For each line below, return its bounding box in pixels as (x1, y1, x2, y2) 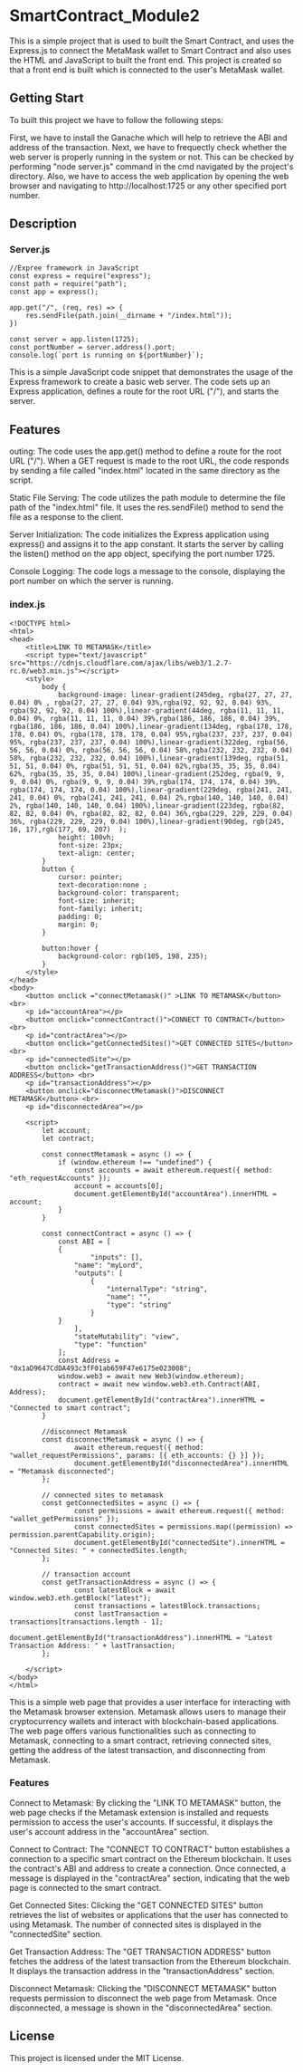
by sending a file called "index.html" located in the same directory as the (9, 465, 280, 476)
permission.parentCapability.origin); (9, 1530, 156, 1540)
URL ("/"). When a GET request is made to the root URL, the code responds (9, 456, 289, 466)
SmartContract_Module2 (9, 5, 201, 26)
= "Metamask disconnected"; (9, 1466, 116, 1476)
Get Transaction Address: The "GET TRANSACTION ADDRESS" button (9, 1946, 271, 1957)
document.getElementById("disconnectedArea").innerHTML (73, 1459, 289, 1468)
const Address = (57, 1356, 119, 1365)
